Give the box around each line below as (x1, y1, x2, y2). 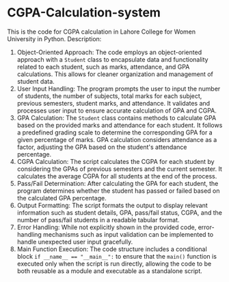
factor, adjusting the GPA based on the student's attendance (16, 143, 187, 151)
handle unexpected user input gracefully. (16, 237, 133, 246)
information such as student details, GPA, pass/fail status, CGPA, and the (16, 208, 222, 217)
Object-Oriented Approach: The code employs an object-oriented (16, 48, 202, 56)
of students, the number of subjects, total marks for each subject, (16, 91, 202, 100)
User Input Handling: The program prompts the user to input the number (16, 84, 221, 93)
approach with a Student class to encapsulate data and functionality (16, 55, 208, 63)
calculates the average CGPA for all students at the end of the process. (16, 172, 217, 180)
